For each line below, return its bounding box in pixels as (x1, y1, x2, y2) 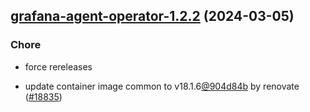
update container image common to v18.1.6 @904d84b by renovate (24, 80, 300, 92)
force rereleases (24, 60, 93, 73)
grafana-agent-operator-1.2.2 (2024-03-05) (10, 8, 295, 25)
